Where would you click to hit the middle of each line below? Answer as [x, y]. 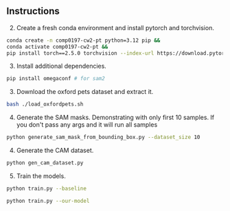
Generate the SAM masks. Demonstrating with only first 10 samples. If [115, 117]
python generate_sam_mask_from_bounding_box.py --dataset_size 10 [103, 137]
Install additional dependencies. [61, 66]
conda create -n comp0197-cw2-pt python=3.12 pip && [83, 40]
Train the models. [41, 176]
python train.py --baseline [47, 188]
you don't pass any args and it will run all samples [87, 125]
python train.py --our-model [48, 201]
